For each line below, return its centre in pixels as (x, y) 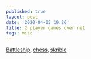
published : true (26, 11)
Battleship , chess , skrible (36, 50)
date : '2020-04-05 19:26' (38, 22)
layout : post (22, 17)
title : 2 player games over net (45, 28)
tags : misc (19, 33)
